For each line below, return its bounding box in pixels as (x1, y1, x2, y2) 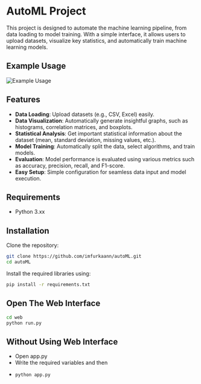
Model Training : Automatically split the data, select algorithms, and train (14, 142, 195, 150)
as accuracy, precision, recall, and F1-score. (14, 162, 125, 169)
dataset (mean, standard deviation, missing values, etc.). (14, 136, 156, 143)
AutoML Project (6, 4, 86, 18)
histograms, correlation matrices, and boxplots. (14, 123, 133, 130)
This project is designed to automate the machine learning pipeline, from (6, 24, 187, 31)
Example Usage (6, 61, 66, 71)
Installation (6, 225, 49, 236)
